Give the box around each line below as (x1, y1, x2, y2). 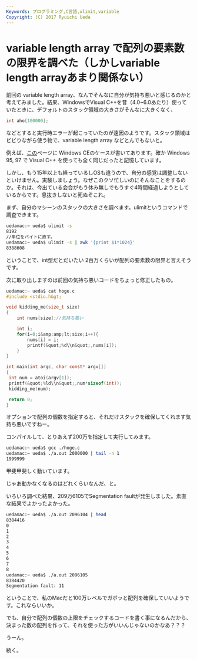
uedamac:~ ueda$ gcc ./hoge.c (6, 445, 81, 451)
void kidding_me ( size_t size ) (6, 304, 81, 310)
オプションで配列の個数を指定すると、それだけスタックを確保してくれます (6, 414, 186, 421)
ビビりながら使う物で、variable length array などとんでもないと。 (6, 137, 166, 144)
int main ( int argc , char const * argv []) (6, 364, 107, 370)
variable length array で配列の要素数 (6, 41, 185, 55)
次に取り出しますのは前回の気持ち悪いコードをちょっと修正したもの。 (6, 276, 176, 283)
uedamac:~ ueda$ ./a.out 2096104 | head (6, 512, 107, 518)
